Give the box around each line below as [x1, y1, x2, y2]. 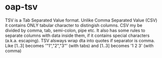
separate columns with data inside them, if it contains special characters [5, 33, 150, 38]
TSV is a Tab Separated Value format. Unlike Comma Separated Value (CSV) [5, 17, 158, 23]
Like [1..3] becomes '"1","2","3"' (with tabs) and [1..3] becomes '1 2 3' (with [5, 43, 154, 48]
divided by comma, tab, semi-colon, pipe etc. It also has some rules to [5, 27, 146, 33]
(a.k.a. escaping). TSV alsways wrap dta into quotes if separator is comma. [5, 37, 155, 43]
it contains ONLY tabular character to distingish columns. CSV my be [5, 22, 143, 28]
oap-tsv [5, 1, 38, 12]
